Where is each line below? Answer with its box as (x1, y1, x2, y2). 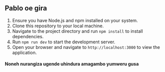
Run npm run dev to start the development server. (12, 39, 116, 45)
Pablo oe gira (5, 4, 47, 13)
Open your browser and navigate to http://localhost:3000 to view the (12, 44, 160, 50)
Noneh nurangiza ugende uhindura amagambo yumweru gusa (5, 61, 139, 67)
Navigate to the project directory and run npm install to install (12, 28, 143, 34)
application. (12, 49, 37, 55)
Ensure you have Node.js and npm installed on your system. (12, 17, 138, 23)
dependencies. (12, 33, 44, 39)
